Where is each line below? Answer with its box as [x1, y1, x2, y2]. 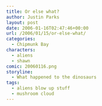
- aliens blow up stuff [11, 85, 70, 91]
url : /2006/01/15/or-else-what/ [6, 31, 86, 37]
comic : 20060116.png [6, 63, 58, 69]
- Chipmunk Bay [11, 42, 49, 48]
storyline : [6, 69, 33, 75]
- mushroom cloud [11, 91, 55, 97]
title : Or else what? [6, 8, 60, 15]
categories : [6, 36, 36, 42]
